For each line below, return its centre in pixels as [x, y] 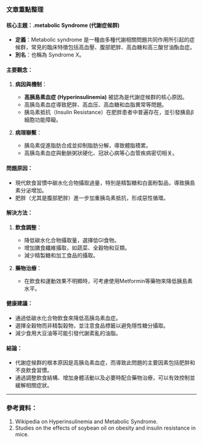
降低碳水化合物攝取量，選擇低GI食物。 [72, 240]
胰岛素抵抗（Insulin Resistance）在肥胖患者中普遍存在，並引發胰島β [109, 112]
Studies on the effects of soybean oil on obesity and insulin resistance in [105, 428]
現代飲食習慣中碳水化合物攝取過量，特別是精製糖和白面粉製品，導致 [100, 183]
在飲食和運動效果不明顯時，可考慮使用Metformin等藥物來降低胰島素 [108, 281]
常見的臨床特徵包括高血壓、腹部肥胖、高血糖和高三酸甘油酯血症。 [113, 47]
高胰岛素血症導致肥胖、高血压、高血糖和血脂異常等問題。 [95, 105]
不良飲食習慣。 [34, 370]
